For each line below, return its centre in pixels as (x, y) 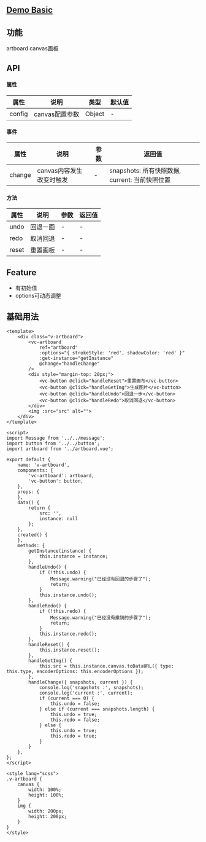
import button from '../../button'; (53, 443)
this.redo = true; (74, 736)
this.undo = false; (75, 704)
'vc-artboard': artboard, (62, 475)
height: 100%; (46, 795)
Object (95, 114)
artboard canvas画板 (32, 49)
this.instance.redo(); (68, 634)
